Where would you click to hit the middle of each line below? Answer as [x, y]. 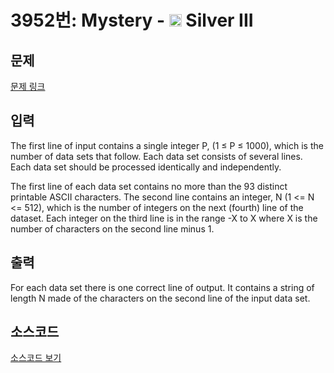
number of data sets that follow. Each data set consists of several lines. [156, 156]
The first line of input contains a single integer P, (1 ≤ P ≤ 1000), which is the [167, 145]
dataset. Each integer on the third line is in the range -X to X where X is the [164, 218]
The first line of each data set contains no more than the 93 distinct [149, 186]
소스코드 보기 [36, 358]
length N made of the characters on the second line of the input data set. [160, 298]
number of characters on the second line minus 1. [112, 228]
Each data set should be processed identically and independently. [146, 167]
